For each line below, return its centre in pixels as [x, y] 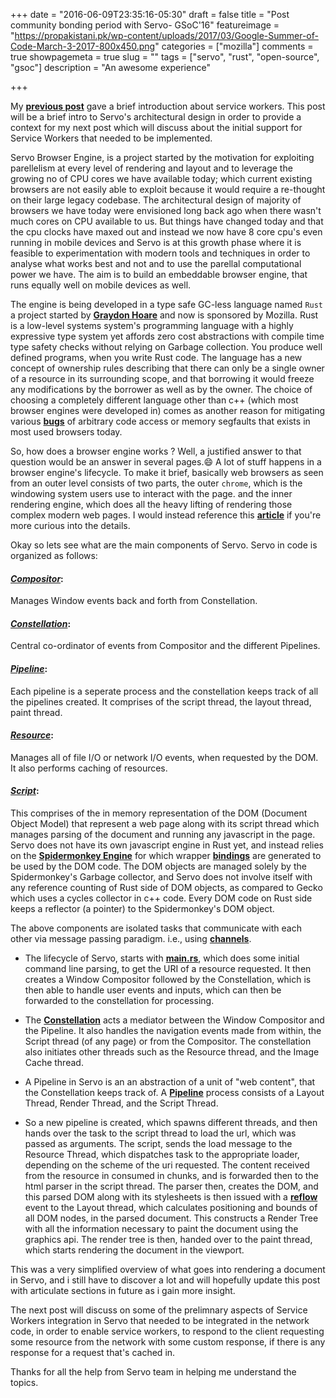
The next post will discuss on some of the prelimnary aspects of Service [159, 1310]
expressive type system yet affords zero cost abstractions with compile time [167, 336]
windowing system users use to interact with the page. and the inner [151, 493]
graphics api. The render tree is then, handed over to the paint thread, [168, 1240]
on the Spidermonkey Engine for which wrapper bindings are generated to [166, 856]
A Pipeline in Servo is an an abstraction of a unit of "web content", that [170, 1082]
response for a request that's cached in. [93, 1353]
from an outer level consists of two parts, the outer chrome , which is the [156, 483]
